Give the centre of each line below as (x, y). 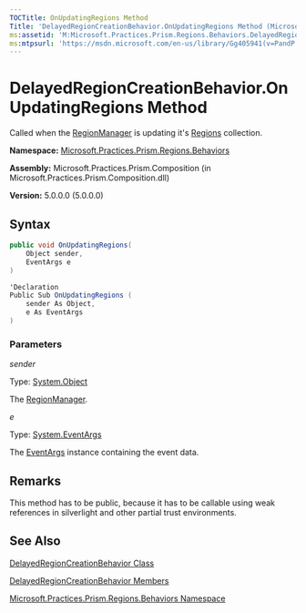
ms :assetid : (32, 35)
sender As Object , (61, 304)
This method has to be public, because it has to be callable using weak (143, 503)
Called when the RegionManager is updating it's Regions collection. (136, 133)
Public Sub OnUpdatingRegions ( (71, 296)
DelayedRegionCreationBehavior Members (89, 580)
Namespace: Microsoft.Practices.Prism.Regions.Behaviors (120, 150)
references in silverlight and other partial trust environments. (123, 512)
